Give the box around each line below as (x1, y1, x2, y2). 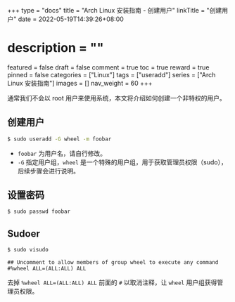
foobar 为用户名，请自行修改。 (17, 149, 107, 157)
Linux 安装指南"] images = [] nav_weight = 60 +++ (7, 79, 153, 87)
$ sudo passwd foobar (7, 208, 71, 216)
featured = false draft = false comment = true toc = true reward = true (7, 63, 210, 72)
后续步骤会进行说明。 (17, 166, 80, 175)
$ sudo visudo (7, 247, 49, 254)
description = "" (7, 40, 104, 56)
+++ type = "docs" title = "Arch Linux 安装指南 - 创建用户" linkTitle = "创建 (7, 6, 222, 14)
